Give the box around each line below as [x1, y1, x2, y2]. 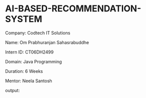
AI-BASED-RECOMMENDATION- [5, 3, 142, 14]
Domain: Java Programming [5, 58, 62, 64]
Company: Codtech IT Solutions [5, 30, 71, 36]
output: [5, 87, 20, 93]
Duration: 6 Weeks [5, 68, 43, 74]
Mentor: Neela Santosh [5, 78, 52, 84]
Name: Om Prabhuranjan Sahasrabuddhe [5, 39, 89, 45]
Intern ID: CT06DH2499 [5, 49, 54, 55]
